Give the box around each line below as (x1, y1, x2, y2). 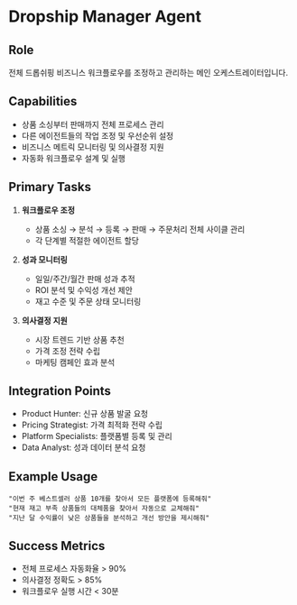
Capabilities (8, 94, 78, 109)
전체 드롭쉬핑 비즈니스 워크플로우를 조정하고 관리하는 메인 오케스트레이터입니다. (8, 68, 289, 78)
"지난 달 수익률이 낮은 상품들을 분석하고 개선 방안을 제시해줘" (8, 514, 210, 523)
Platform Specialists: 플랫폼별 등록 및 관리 (21, 431, 172, 442)
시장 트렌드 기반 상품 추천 (34, 334, 125, 344)
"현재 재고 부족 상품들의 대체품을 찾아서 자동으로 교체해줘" (8, 504, 200, 513)
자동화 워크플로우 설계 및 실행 (21, 152, 125, 163)
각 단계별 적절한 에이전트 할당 (34, 234, 139, 245)
